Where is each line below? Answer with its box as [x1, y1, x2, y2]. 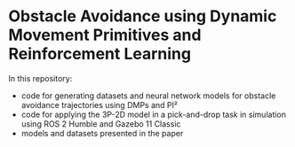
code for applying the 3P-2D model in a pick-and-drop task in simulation [20, 109, 286, 120]
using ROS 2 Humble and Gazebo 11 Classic [20, 118, 181, 129]
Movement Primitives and [8, 25, 202, 45]
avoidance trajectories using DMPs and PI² [20, 99, 179, 110]
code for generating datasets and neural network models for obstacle [20, 90, 276, 101]
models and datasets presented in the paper [20, 128, 184, 138]
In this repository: [8, 73, 73, 83]
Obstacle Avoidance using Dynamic [8, 6, 277, 27]
